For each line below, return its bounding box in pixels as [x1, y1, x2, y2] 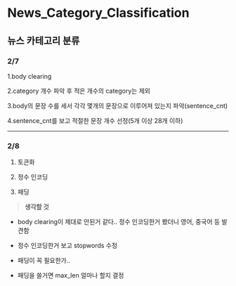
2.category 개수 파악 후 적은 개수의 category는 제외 [7, 86, 151, 95]
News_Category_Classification [7, 5, 190, 21]
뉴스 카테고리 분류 [7, 34, 80, 46]
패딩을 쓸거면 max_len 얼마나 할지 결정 [17, 271, 124, 280]
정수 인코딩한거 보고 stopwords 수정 [17, 241, 118, 250]
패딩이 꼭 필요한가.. [17, 256, 70, 265]
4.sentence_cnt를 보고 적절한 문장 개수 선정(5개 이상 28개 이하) [7, 116, 183, 124]
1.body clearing [7, 72, 52, 80]
